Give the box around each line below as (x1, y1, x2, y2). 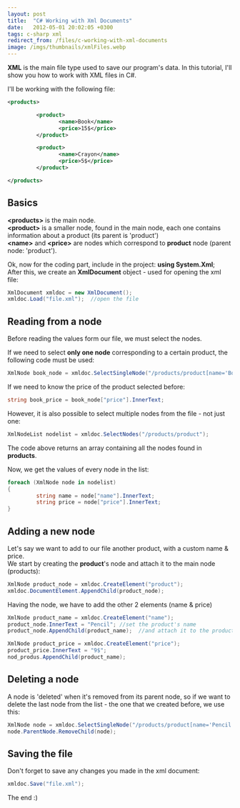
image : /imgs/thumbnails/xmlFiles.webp (7, 44, 126, 51)
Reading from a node (7, 315, 102, 327)
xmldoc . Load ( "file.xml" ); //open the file (7, 296, 139, 303)
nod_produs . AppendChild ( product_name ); (7, 654, 126, 661)
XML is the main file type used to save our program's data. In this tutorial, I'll (7, 64, 232, 71)
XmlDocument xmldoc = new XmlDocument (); (7, 289, 133, 296)
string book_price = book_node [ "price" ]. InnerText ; (7, 396, 164, 404)
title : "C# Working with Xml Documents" (7, 17, 133, 24)
